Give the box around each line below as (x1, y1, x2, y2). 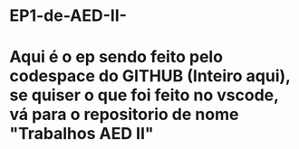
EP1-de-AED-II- (9, 5, 127, 26)
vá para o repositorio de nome (9, 105, 239, 125)
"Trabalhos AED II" (9, 124, 154, 144)
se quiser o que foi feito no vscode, (9, 85, 279, 106)
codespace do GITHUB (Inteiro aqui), (9, 66, 291, 87)
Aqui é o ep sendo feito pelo (9, 47, 224, 68)
